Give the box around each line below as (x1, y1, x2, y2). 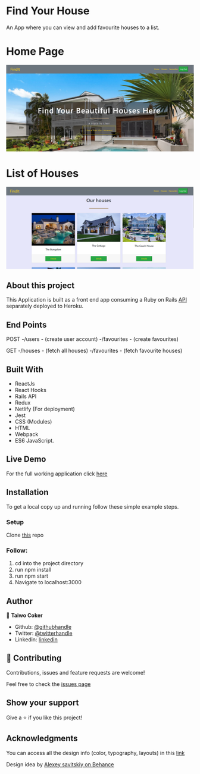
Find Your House (6, 4, 90, 18)
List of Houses (6, 167, 79, 180)
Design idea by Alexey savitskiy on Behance (6, 760, 114, 768)
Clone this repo (6, 531, 44, 538)
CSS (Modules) (14, 418, 52, 425)
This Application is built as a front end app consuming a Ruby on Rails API (6, 296, 187, 303)
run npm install (14, 566, 52, 574)
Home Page (6, 45, 64, 58)
